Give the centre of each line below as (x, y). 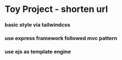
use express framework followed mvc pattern (61, 38)
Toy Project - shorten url (56, 9)
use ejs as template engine (38, 51)
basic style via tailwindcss (37, 25)
